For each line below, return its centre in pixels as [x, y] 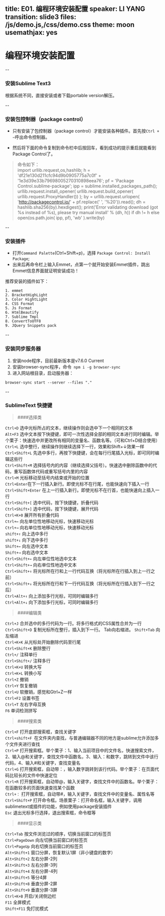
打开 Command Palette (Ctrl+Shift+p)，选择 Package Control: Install [81, 253]
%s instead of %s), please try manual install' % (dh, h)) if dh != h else [88, 212]
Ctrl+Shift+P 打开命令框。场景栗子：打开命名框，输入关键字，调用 [74, 800]
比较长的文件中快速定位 [33, 775]
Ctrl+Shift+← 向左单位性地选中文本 [41, 558]
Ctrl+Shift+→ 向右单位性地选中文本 [41, 565]
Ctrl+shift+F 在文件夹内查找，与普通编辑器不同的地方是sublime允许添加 [80, 738]
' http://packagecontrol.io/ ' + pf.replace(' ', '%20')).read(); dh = [81, 202]
